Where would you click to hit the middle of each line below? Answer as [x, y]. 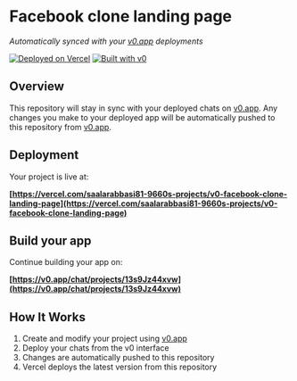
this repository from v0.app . [60, 127]
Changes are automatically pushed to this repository [118, 358]
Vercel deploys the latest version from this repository [120, 367]
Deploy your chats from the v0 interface [95, 348]
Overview [37, 87]
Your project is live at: [49, 177]
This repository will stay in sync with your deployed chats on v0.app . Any [144, 108]
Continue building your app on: [66, 262]
